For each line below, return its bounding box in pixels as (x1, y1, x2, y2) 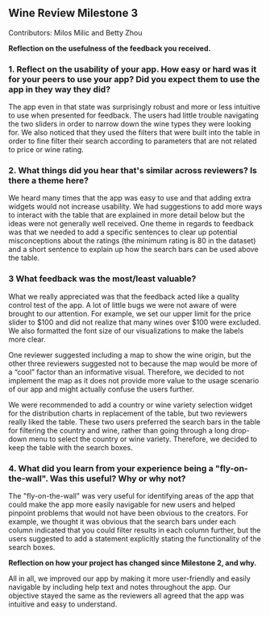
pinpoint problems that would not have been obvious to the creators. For (8, 508, 248, 518)
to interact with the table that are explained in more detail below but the (8, 210, 246, 220)
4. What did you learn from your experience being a (8, 462, 214, 474)
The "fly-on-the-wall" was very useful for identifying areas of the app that (8, 491, 254, 500)
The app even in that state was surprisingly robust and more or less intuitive (8, 102, 260, 112)
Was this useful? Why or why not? (49, 473, 186, 484)
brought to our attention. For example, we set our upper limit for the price (8, 308, 251, 318)
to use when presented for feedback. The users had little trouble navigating (8, 110, 260, 120)
